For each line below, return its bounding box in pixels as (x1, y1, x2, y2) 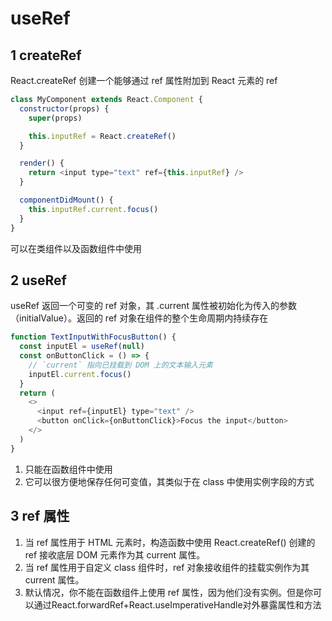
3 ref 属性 (10, 508, 70, 525)
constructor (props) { (19, 103, 110, 114)
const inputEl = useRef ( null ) (19, 342, 145, 352)
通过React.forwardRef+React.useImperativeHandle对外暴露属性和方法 (33, 598, 322, 611)
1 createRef (10, 47, 82, 64)
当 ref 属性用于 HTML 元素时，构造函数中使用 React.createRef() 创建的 (24, 536, 316, 548)
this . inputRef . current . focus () (28, 204, 159, 214)
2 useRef (10, 272, 67, 289)
